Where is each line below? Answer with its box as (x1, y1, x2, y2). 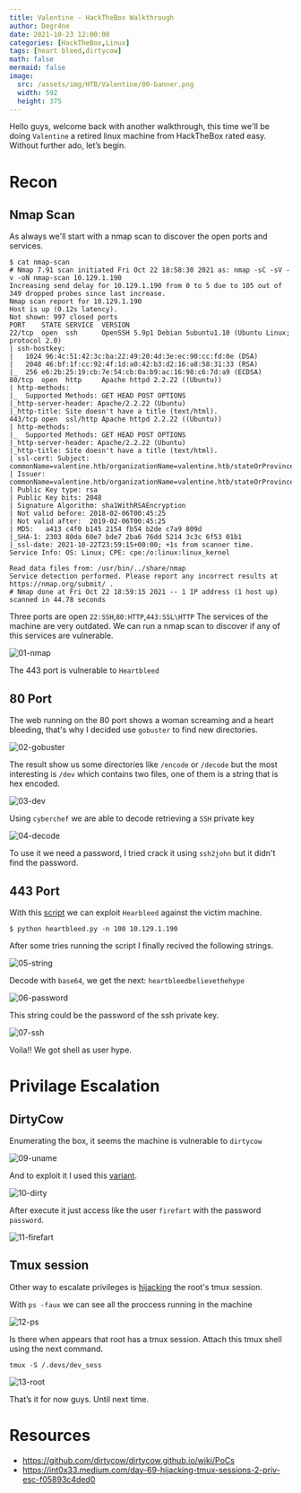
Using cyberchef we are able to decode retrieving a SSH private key (9, 813, 255, 824)
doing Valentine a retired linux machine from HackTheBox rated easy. (9, 131, 267, 142)
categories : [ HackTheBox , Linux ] (9, 38, 130, 48)
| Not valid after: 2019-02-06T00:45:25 (9, 517, 167, 526)
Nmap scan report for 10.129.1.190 (9, 297, 142, 306)
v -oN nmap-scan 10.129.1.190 (9, 274, 123, 283)
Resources (9, 1426, 91, 1445)
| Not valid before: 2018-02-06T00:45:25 (9, 509, 167, 519)
